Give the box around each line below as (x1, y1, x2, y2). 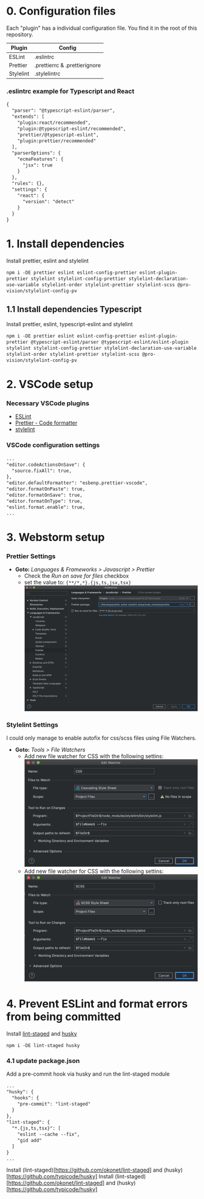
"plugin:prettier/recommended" (17, 138, 97, 144)
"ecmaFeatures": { (17, 156, 64, 162)
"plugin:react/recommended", (17, 120, 91, 126)
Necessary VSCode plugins (6, 399, 90, 408)
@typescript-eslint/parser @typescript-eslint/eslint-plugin (30, 339, 189, 345)
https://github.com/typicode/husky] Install (8, 1173, 114, 1180)
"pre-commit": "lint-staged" (17, 1101, 91, 1107)
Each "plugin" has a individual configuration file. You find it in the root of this (6, 24, 197, 32)
